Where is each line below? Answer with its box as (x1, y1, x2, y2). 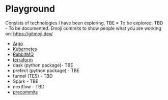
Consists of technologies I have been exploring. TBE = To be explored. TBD (5, 20, 163, 26)
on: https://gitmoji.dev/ (5, 30, 53, 37)
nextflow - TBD (12, 83, 45, 89)
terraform (12, 56, 33, 62)
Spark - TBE (12, 78, 39, 84)
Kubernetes (12, 46, 37, 52)
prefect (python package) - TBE (12, 67, 80, 74)
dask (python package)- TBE (12, 62, 73, 68)
